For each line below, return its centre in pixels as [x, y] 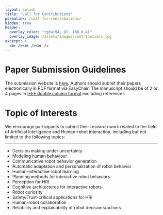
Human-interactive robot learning [45, 171]
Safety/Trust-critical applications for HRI [52, 197]
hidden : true [18, 23]
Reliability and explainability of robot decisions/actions [66, 207]
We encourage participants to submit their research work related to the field [81, 126]
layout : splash [20, 9]
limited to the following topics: [35, 137]
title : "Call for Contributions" [39, 14]
